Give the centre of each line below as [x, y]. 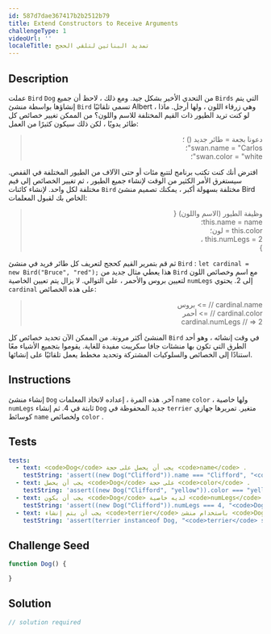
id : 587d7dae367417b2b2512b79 [59, 16]
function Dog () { [38, 564]
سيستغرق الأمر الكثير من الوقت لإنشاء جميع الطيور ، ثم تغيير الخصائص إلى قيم [125, 180]
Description [38, 79]
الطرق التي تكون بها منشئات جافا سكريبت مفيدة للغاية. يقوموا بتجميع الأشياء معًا [127, 346]
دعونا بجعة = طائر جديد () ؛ [222, 139]
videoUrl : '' [30, 38]
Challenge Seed [49, 545]
